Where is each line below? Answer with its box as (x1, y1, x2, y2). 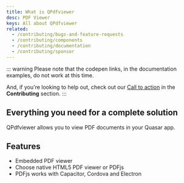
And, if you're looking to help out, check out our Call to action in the (6, 83, 175, 91)
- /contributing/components (12, 37, 83, 43)
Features (6, 141, 41, 151)
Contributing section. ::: (6, 89, 67, 97)
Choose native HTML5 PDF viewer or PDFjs (15, 164, 124, 171)
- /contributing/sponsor (12, 49, 75, 55)
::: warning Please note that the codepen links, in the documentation (6, 65, 177, 72)
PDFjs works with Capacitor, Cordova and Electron (15, 170, 141, 178)
